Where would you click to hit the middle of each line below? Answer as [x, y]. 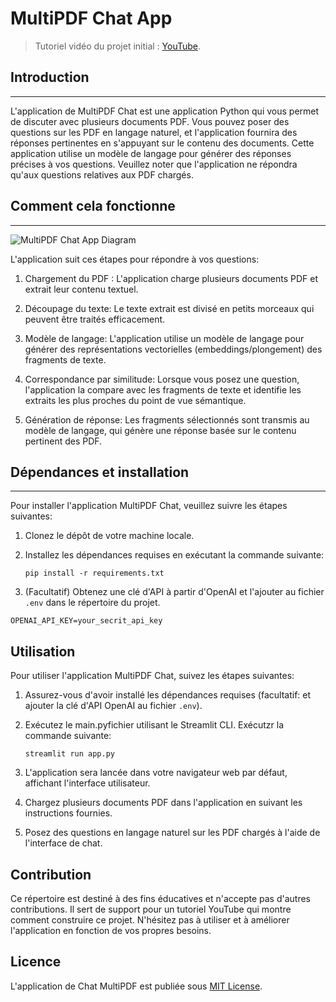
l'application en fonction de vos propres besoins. [111, 930]
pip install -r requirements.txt [94, 573]
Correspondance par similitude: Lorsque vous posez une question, [162, 379]
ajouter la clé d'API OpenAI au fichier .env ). [113, 706]
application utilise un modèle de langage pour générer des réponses [151, 153]
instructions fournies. [68, 813]
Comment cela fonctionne [93, 206]
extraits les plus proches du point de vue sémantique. [135, 400]
